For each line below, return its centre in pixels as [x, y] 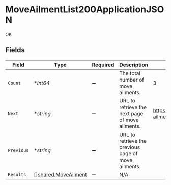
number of [132, 80]
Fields [15, 50]
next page [131, 113]
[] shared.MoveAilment [61, 174]
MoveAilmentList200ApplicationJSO [85, 9]
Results [17, 175]
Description [134, 65]
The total [130, 73]
